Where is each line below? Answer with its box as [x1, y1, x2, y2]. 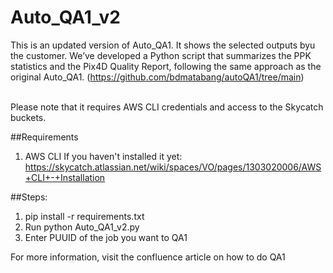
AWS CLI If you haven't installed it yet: [24, 150, 183, 162]
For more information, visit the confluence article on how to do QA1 [10, 251, 286, 263]
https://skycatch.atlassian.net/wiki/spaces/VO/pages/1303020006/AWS [24, 161, 322, 173]
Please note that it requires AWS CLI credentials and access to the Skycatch [10, 101, 324, 113]
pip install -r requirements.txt [24, 210, 145, 222]
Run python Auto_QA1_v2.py [24, 221, 140, 233]
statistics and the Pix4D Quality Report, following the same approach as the [10, 60, 322, 72]
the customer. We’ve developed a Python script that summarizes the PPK [10, 49, 312, 61]
